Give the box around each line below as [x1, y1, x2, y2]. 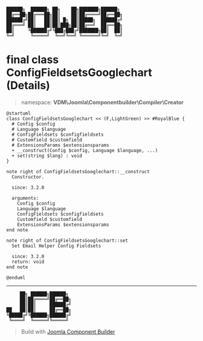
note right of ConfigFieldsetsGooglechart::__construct [6, 168, 150, 174]
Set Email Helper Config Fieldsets [11, 243, 101, 249]
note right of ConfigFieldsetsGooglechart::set [6, 237, 129, 243]
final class [6, 53, 59, 67]
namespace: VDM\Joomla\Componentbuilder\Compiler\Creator [21, 98, 184, 106]
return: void [11, 259, 45, 265]
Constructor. [11, 174, 45, 180]
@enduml [6, 274, 26, 280]
